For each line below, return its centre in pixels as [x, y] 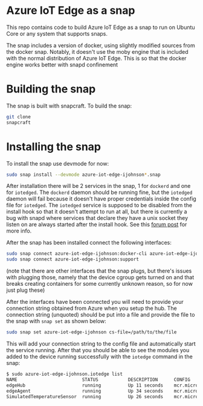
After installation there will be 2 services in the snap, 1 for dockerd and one [98, 186]
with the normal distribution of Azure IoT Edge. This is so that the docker [96, 58]
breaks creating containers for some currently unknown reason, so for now [100, 284]
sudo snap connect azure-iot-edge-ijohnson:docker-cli [77, 254]
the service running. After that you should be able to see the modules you [98, 350]
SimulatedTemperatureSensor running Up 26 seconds [85, 396]
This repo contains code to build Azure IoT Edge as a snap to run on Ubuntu [101, 27]
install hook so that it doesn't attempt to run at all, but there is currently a [97, 211]
